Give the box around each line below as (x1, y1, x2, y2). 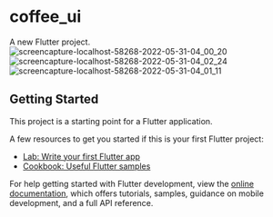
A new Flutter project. (9, 36, 91, 47)
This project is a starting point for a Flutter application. (9, 115, 213, 126)
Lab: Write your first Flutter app (22, 151, 141, 162)
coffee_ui (9, 6, 82, 27)
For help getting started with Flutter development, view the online (9, 178, 255, 189)
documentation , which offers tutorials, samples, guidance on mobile (9, 188, 264, 199)
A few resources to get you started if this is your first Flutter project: (9, 133, 264, 144)
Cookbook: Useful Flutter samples (22, 161, 151, 172)
